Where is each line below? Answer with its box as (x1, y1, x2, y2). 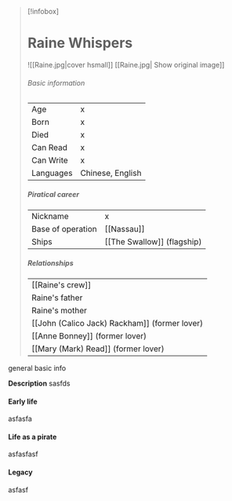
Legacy (8, 467, 33, 477)
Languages (31, 168, 73, 179)
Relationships (27, 258, 74, 268)
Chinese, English (80, 168, 142, 179)
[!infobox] (27, 7, 60, 16)
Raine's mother (31, 305, 88, 316)
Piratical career (27, 189, 80, 199)
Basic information (27, 78, 85, 87)
